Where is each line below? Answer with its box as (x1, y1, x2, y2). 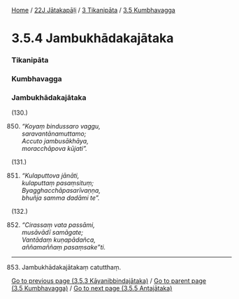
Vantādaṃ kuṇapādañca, (21, 235, 96, 244)
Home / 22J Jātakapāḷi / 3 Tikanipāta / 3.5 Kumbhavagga (11, 6, 175, 14)
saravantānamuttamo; (21, 129, 87, 138)
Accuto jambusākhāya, (21, 137, 89, 145)
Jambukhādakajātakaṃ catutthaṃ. (21, 263, 122, 272)
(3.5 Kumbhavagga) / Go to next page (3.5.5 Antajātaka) (11, 284, 173, 293)
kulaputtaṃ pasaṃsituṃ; (21, 179, 94, 187)
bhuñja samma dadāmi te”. (21, 194, 100, 202)
